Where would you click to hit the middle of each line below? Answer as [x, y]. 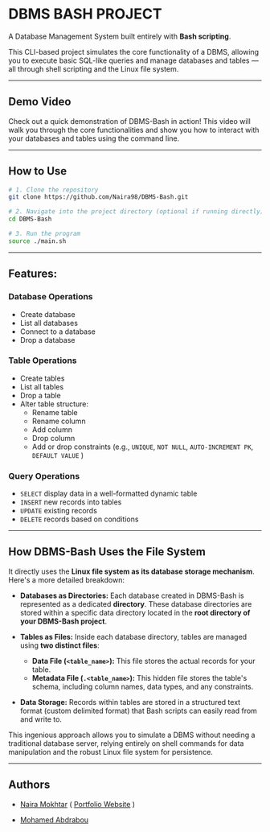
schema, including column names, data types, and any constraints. [143, 686]
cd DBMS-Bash [30, 219]
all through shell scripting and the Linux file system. [94, 68]
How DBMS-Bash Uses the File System [107, 552]
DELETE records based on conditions [79, 519]
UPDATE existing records [59, 511]
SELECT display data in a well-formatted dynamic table [108, 494]
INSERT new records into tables [71, 502]
